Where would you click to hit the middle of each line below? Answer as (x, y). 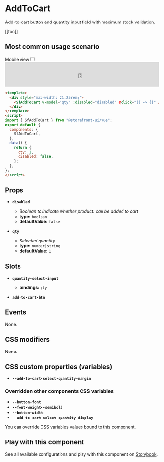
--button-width (28, 413)
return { (23, 148)
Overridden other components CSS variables (59, 391)
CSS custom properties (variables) (59, 367)
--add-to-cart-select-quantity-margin (51, 379)
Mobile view (17, 59)
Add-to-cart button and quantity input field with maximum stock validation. (80, 22)
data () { (18, 143)
